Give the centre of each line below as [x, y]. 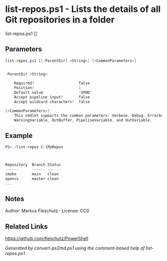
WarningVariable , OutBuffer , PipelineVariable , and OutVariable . [83, 120]
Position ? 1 [47, 88]
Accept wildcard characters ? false [52, 102]
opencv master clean [32, 179]
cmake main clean [32, 174]
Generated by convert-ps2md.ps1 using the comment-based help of [75, 248]
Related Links [27, 226]
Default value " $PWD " [53, 93]
